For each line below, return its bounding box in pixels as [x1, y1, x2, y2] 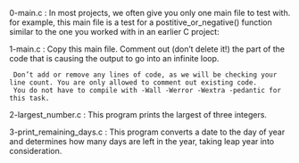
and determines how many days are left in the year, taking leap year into [9, 136, 275, 146]
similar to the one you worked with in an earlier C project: [9, 27, 220, 37]
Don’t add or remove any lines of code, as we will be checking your [12, 70, 278, 79]
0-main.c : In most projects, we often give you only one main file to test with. [9, 8, 291, 18]
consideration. [9, 146, 62, 156]
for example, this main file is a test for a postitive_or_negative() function [9, 17, 272, 28]
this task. [9, 94, 50, 102]
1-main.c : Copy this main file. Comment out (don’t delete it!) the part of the [9, 44, 286, 54]
